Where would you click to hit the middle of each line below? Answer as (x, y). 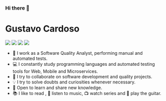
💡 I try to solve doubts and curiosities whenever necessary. (74, 82)
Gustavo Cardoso (42, 29)
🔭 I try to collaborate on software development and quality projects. (82, 76)
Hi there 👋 (18, 8)
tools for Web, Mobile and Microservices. (55, 71)
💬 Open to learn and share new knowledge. (57, 87)
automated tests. (30, 58)
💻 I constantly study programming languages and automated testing (84, 64)
